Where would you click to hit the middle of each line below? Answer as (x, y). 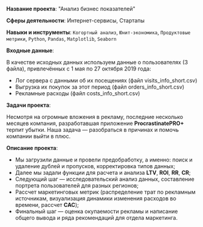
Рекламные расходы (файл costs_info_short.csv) (77, 93)
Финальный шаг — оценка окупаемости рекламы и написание (96, 211)
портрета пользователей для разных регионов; (77, 185)
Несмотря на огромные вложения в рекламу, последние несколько (95, 117)
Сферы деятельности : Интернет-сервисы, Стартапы (75, 20)
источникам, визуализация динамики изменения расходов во (95, 198)
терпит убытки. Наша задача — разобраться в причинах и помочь (93, 130)
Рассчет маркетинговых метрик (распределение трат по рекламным (105, 192)
